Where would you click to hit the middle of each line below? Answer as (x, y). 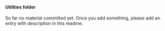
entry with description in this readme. (44, 23)
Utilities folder (20, 7)
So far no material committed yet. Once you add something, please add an (83, 18)
